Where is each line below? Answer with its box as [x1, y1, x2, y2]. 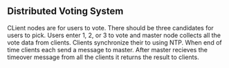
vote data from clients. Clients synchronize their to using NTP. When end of [7, 38, 223, 47]
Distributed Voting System [7, 5, 124, 17]
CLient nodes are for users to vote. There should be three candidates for [7, 23, 214, 32]
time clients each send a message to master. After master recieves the [7, 45, 208, 54]
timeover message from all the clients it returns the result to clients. [7, 53, 199, 61]
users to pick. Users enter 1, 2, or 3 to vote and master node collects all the [7, 31, 221, 39]
